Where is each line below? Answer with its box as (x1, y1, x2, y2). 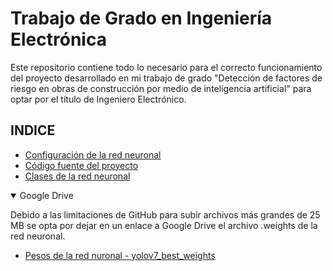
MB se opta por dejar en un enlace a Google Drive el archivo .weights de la (10, 219, 318, 231)
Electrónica (10, 28, 107, 51)
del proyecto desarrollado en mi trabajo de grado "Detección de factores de (10, 72, 323, 84)
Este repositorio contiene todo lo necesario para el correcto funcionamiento (10, 61, 323, 73)
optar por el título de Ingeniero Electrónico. (10, 93, 187, 105)
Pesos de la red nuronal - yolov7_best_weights (24, 249, 216, 261)
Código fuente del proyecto (24, 159, 139, 171)
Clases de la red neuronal (24, 170, 131, 182)
